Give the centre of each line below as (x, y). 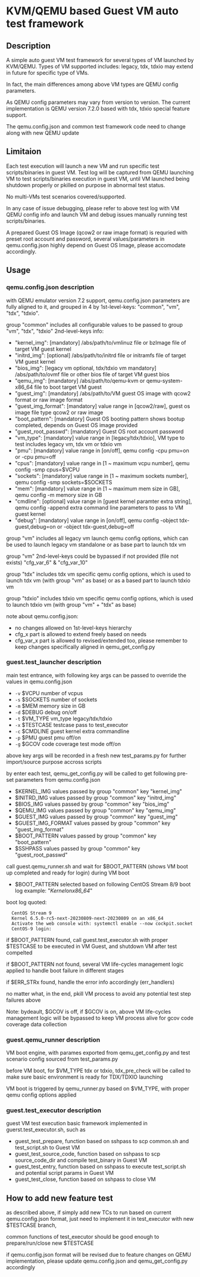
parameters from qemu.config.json (58, 779)
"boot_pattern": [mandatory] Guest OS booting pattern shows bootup (100, 419)
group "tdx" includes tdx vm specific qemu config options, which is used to (99, 574)
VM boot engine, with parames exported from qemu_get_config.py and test (98, 1053)
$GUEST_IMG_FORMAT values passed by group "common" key (93, 823)
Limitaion (24, 151)
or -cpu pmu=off (35, 457)
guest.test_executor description (54, 1110)
